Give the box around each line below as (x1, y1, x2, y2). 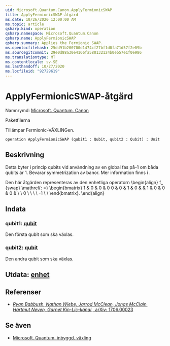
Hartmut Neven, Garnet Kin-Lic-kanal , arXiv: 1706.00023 (12, 306, 133, 313)
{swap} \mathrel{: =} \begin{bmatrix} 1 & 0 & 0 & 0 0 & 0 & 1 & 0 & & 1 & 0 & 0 (5, 185, 165, 191)
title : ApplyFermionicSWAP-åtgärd (5, 12, 79, 17)
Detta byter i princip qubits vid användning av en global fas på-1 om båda (5, 164, 159, 170)
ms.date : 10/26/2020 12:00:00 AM (5, 17, 76, 22)
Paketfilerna (5, 117, 30, 123)
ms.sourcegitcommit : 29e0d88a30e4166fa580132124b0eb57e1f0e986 (5, 50, 142, 55)
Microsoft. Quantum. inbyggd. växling (12, 334, 91, 340)
